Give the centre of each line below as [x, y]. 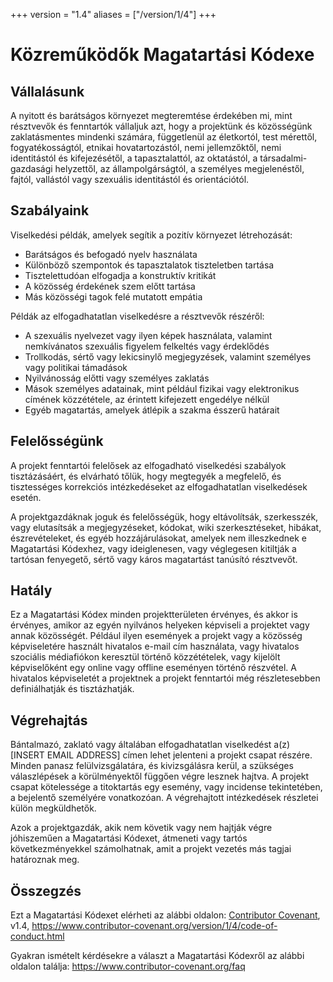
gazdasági [31, 168]
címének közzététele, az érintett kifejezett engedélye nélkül [147, 399]
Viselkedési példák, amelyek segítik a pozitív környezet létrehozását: [151, 235]
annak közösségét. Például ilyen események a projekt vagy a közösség [156, 636]
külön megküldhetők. [53, 808]
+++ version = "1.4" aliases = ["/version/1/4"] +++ [113, 14]
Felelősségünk [57, 441]
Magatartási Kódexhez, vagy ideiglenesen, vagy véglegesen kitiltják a [153, 548]
